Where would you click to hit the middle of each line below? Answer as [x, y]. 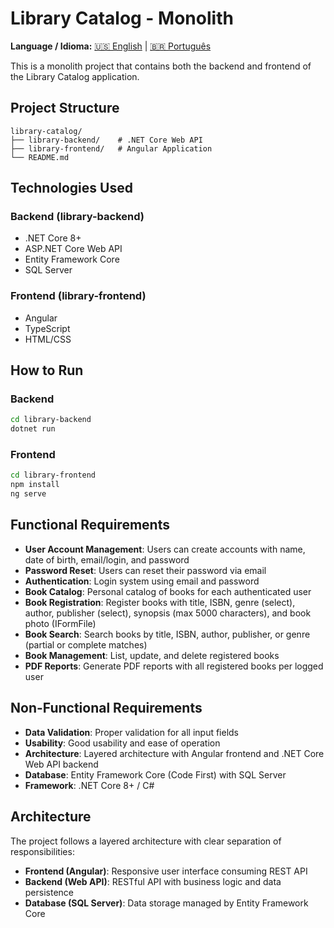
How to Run [47, 370]
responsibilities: [42, 851]
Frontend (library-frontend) [78, 296]
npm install [35, 485]
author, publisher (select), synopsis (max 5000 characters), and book [168, 613]
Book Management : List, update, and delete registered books [152, 655]
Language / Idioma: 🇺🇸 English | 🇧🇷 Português [111, 46]
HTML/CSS [48, 339]
